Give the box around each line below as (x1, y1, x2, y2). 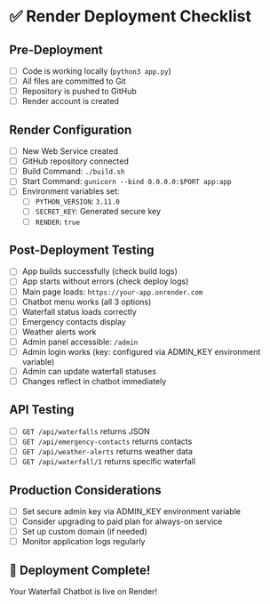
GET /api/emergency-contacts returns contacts (21, 436, 193, 447)
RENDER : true (35, 216, 81, 227)
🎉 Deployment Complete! (9, 562, 151, 577)
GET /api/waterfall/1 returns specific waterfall (21, 456, 196, 467)
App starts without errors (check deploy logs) (21, 276, 189, 286)
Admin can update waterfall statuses (21, 366, 157, 376)
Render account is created (21, 96, 120, 107)
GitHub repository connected (21, 156, 129, 166)
